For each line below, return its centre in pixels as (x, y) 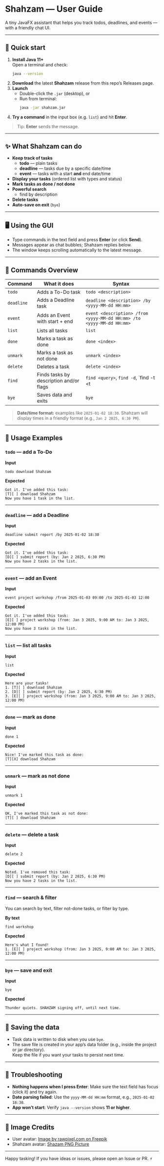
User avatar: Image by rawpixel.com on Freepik (60, 1139)
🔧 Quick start (25, 48)
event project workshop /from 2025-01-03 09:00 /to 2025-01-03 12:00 (77, 598)
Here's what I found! (27, 945)
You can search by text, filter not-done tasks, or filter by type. (67, 908)
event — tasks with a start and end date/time (65, 174)
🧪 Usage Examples (34, 438)
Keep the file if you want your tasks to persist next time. (68, 1054)
